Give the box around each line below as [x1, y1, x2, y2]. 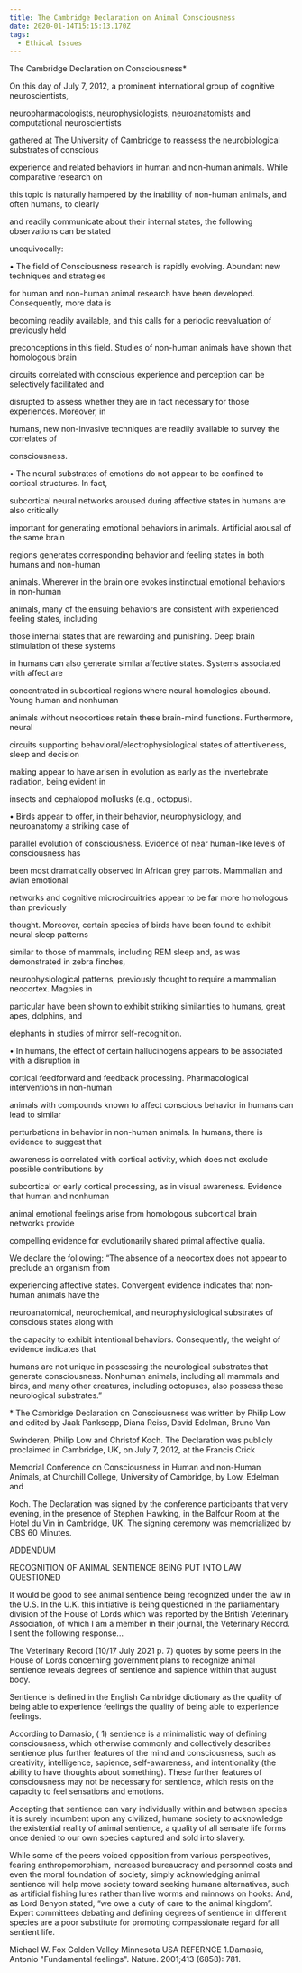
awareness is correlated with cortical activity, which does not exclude [9, 1154, 269, 1165]
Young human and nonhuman [9, 695, 119, 706]
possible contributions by [9, 1163, 104, 1175]
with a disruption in [9, 1055, 81, 1066]
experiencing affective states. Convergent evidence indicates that [9, 1280, 254, 1291]
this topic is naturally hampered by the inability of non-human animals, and [9, 189, 287, 200]
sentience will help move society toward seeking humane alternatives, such [9, 1879, 290, 1890]
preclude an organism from [9, 1263, 111, 1273]
